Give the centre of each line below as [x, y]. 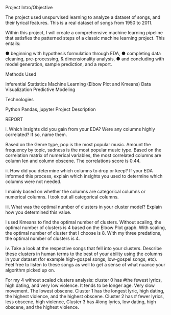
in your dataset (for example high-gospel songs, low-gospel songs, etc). [81, 259]
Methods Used [21, 74]
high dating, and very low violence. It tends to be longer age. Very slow [80, 285]
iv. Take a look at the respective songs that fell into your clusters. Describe [84, 248]
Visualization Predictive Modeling [40, 89]
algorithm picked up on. [30, 270]
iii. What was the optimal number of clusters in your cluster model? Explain [84, 207]
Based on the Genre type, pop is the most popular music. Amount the [78, 144]
